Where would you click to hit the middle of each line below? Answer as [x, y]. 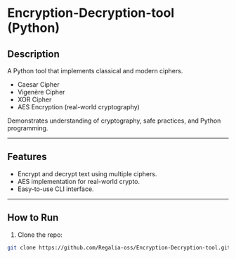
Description [33, 54]
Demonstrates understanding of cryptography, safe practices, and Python [114, 121]
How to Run [33, 217]
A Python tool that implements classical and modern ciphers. [95, 71]
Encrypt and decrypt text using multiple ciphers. [87, 173]
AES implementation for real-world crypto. [79, 181]
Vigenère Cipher [41, 92]
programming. [28, 128]
